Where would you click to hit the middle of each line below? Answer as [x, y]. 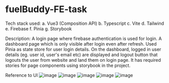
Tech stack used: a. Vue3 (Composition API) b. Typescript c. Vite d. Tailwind [85, 23]
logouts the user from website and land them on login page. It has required [83, 60]
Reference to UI [22, 75]
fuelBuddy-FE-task [46, 9]
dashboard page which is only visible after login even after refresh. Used [81, 44]
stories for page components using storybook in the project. [68, 65]
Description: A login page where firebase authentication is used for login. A [83, 38]
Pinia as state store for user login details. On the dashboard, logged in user [83, 49]
